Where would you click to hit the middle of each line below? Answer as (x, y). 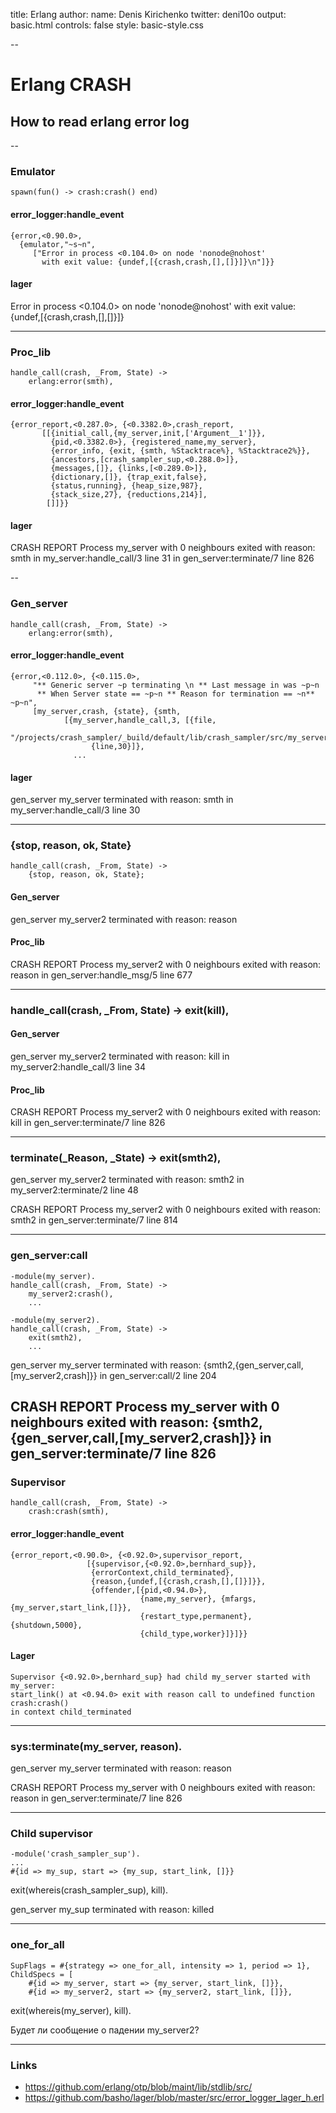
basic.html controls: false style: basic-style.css (107, 25)
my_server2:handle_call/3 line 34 (78, 1066)
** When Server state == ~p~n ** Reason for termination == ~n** (175, 694)
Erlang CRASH (71, 85)
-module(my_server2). (55, 1320)
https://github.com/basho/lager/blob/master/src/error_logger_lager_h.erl (174, 2098)
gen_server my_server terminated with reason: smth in (122, 800)
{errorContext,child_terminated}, (162, 1572)
